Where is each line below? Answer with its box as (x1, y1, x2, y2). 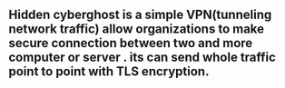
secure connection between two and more (8, 35, 253, 51)
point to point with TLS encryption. (8, 64, 210, 80)
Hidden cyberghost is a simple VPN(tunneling (8, 7, 272, 23)
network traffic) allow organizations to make (8, 22, 265, 37)
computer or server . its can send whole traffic (8, 50, 276, 65)
